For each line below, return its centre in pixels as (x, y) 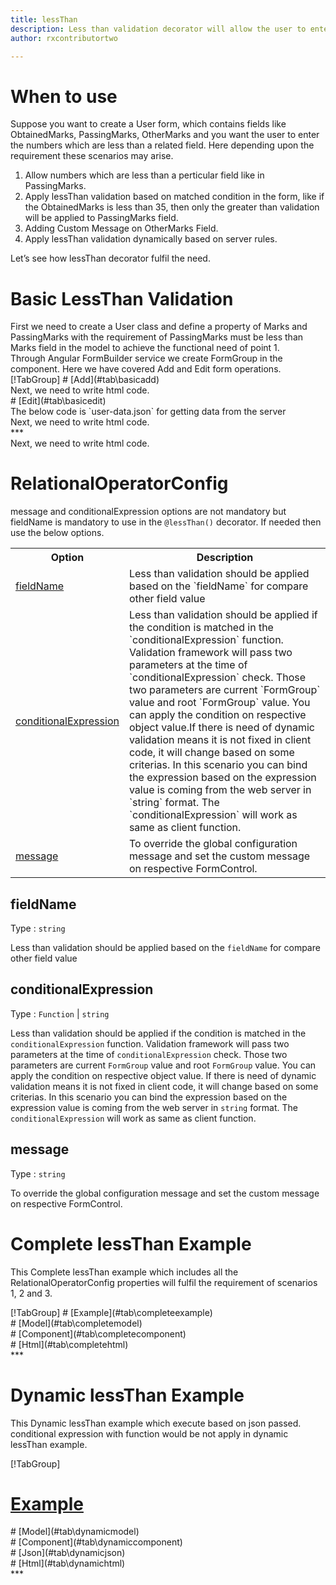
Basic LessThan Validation (122, 298)
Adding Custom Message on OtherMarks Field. (121, 228)
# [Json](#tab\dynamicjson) (68, 1553)
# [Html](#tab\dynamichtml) (68, 1563)
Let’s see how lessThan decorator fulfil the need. (110, 258)
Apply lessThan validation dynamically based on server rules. (151, 239)
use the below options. (57, 533)
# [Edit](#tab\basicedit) (58, 401)
